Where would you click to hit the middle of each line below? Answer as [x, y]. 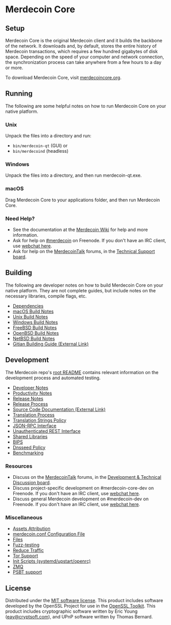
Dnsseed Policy [29, 447]
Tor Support [25, 556]
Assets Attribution [31, 529]
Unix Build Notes [30, 317]
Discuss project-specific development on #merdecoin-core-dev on [83, 488]
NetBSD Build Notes [34, 338]
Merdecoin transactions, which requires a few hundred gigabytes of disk [82, 51]
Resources [19, 466]
